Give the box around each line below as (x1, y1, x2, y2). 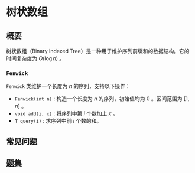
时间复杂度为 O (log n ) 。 (6, 55, 65, 62)
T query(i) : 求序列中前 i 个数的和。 (14, 117, 102, 125)
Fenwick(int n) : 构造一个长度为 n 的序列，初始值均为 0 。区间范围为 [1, (14, 95, 190, 102)
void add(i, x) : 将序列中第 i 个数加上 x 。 (14, 110, 118, 117)
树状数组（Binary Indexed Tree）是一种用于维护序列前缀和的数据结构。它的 (6, 48, 190, 54)
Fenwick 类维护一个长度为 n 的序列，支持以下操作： (6, 83, 131, 90)
